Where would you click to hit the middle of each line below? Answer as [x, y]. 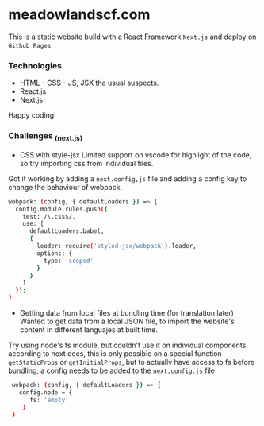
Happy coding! [33, 115]
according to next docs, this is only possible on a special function [115, 354]
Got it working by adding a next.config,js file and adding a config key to [128, 178]
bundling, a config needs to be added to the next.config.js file [112, 370]
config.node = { [46, 392]
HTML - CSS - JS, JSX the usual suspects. [89, 83]
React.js [33, 91]
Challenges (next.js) [46, 137]
